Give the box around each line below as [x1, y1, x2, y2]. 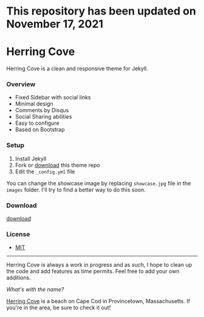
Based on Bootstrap [15, 126, 65, 133]
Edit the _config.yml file [15, 168, 75, 175]
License [6, 230, 30, 238]
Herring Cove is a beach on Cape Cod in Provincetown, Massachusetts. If [6, 298, 190, 305]
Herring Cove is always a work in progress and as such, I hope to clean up [6, 261, 192, 269]
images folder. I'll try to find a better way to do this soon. [6, 186, 146, 193]
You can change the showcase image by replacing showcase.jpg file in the [6, 179, 191, 187]
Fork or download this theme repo [15, 161, 100, 169]
